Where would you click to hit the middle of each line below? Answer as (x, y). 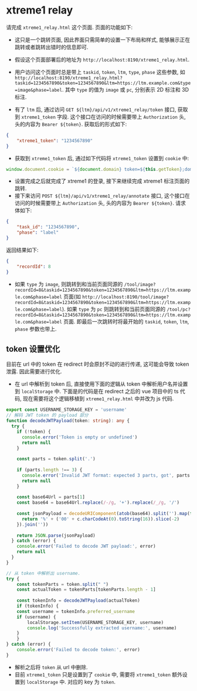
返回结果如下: (23, 250)
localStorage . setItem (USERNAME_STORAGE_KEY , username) (96, 622)
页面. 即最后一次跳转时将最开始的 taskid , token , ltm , (126, 321)
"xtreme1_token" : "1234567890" (55, 141)
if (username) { (37, 617)
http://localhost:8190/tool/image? (125, 297)
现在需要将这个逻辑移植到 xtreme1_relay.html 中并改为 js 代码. (98, 399)
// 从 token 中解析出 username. (43, 573)
